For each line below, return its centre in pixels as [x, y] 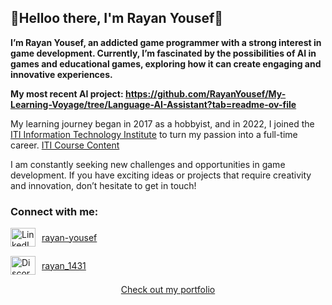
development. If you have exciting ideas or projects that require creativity [161, 175]
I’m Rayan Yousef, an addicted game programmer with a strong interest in [166, 42]
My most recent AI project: [67, 93]
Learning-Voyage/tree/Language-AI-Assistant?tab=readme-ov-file [153, 104]
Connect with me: [54, 211]
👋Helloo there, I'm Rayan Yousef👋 [117, 18]
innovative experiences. [61, 74]
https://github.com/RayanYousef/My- [205, 93]
